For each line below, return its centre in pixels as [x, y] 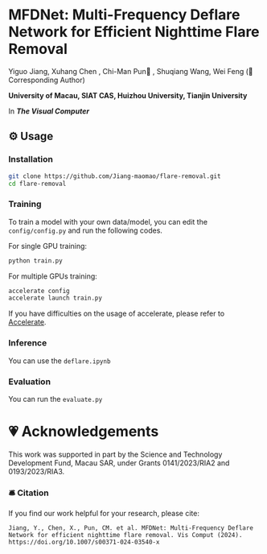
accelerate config [39, 291]
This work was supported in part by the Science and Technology [115, 454]
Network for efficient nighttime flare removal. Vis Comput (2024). [125, 535]
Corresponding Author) [47, 80]
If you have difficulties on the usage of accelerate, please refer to [117, 314]
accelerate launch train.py [55, 298]
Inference [28, 343]
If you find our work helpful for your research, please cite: [104, 514]
